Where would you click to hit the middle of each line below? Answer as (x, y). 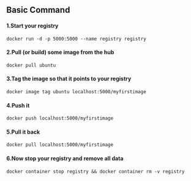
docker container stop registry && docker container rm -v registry (95, 171)
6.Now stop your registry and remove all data (65, 158)
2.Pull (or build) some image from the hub (60, 52)
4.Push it (18, 105)
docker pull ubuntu (31, 65)
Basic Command (38, 10)
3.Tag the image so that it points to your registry (69, 79)
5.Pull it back (23, 132)
